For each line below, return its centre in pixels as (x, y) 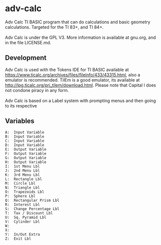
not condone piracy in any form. (37, 90)
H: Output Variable (26, 162)
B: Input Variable (25, 137)
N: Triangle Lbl (23, 188)
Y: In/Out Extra (23, 234)
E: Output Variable (26, 149)
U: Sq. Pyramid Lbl (26, 217)
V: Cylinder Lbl (23, 222)
